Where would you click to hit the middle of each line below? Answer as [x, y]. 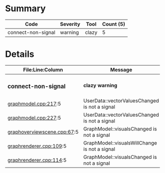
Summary [25, 9]
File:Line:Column [43, 70]
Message [121, 70]
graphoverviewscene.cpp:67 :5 [43, 132]
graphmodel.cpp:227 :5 [34, 118]
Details [20, 54]
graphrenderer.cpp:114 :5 [37, 160]
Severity [70, 24]
